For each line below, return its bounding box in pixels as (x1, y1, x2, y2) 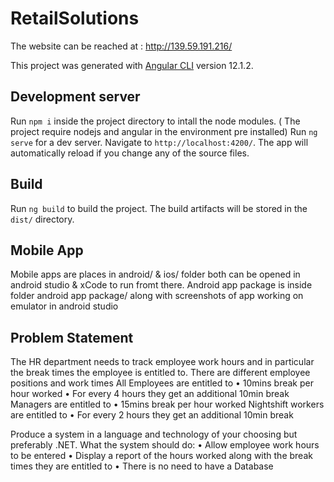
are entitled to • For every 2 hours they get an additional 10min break (10, 409, 294, 421)
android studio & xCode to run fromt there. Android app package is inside (10, 279, 313, 291)
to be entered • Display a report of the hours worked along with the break (10, 450, 313, 462)
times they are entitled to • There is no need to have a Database (10, 460, 274, 472)
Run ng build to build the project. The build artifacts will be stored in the (10, 202, 308, 214)
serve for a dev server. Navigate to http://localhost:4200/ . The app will (10, 136, 309, 148)
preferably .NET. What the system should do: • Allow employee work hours (10, 439, 320, 451)
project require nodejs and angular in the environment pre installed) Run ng (10, 125, 318, 137)
